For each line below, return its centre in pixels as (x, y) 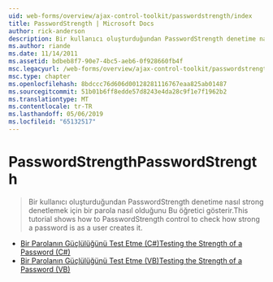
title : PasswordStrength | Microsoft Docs (81, 24)
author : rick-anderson (47, 31)
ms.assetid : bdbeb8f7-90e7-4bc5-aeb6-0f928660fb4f (96, 62)
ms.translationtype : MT (49, 99)
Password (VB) (45, 269)
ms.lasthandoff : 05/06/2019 (56, 115)
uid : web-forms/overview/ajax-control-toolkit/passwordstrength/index (130, 16)
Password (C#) (45, 252)
